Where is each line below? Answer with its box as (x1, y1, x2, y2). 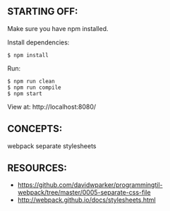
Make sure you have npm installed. (7, 24, 109, 32)
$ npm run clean (7, 78, 55, 85)
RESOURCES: (7, 162, 67, 174)
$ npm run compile (7, 84, 61, 91)
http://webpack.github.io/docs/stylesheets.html (17, 195, 157, 204)
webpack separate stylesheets (7, 141, 97, 150)
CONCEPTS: (7, 123, 63, 135)
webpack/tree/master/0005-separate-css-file (17, 188, 151, 197)
